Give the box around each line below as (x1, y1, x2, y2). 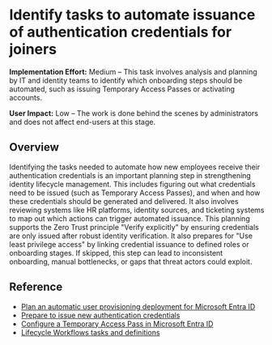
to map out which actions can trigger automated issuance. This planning (9, 213, 250, 224)
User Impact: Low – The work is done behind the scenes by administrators (9, 108, 258, 118)
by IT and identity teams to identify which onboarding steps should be (9, 75, 243, 85)
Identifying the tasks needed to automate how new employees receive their (9, 162, 261, 172)
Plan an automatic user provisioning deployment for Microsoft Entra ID (20, 301, 256, 311)
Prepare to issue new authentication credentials (20, 310, 181, 320)
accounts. (9, 92, 43, 102)
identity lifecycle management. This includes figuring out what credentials (9, 179, 256, 189)
